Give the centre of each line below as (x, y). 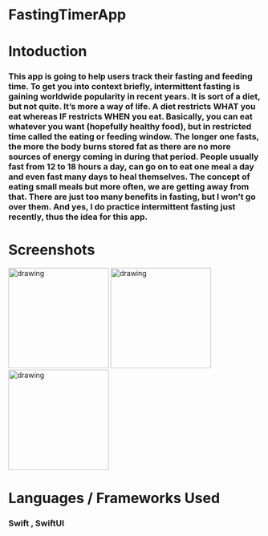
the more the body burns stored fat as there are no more (120, 147)
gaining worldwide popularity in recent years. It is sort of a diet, (134, 96)
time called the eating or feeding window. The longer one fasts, (134, 136)
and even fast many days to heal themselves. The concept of (129, 177)
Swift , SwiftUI (37, 523)
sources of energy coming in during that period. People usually (134, 156)
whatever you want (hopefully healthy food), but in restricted (130, 127)
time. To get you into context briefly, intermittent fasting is (124, 87)
